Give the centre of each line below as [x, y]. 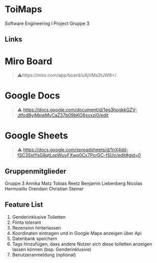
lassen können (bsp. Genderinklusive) [52, 249]
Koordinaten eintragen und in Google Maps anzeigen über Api [77, 233]
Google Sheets [36, 136]
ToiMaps [23, 9]
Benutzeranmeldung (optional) [44, 254]
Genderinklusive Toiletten [39, 217]
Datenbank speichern [35, 238]
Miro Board [28, 61]
